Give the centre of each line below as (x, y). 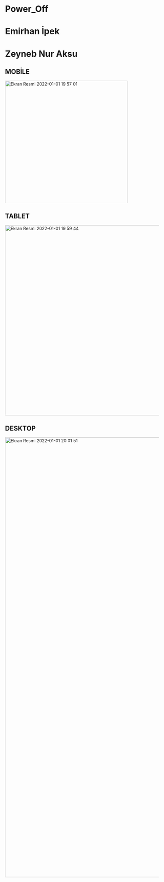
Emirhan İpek (32, 32)
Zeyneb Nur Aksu (41, 54)
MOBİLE (18, 72)
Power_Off (27, 9)
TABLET (18, 216)
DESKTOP (20, 428)
